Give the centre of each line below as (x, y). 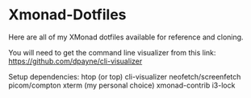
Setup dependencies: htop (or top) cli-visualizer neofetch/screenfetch (125, 76)
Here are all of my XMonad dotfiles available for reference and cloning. (126, 37)
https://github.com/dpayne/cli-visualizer (75, 61)
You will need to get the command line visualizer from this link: (112, 52)
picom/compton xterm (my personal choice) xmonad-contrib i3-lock (122, 85)
